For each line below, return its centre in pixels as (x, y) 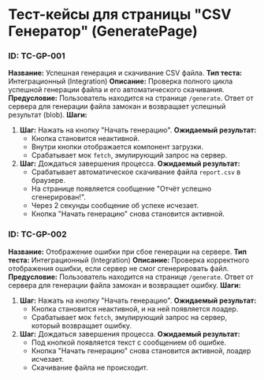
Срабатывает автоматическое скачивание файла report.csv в (136, 172)
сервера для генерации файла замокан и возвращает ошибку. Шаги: (125, 285)
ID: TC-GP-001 (37, 56)
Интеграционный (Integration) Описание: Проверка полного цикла (121, 81)
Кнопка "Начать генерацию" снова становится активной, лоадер (141, 350)
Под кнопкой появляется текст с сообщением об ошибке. (129, 342)
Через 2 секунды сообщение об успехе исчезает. (115, 206)
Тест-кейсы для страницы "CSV (120, 15)
